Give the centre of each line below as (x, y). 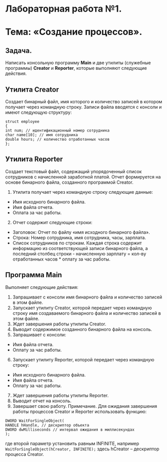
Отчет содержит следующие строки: (52, 222)
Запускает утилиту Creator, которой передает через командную (82, 308)
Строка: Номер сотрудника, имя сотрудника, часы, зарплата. (79, 237)
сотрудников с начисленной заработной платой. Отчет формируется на (83, 177)
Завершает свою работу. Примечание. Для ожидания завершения (85, 406)
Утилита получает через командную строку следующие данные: (83, 192)
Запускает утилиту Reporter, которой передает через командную (83, 359)
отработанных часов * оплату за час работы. (61, 259)
